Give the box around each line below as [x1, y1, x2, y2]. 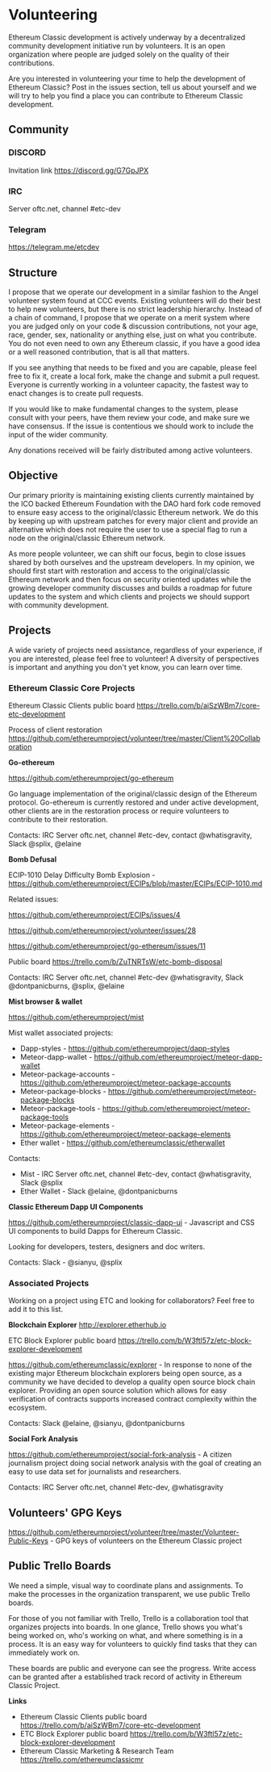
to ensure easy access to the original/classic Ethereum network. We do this [8, 507, 259, 517]
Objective [8, 469, 59, 483]
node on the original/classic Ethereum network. [8, 533, 166, 542]
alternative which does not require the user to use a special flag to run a [8, 524, 248, 534]
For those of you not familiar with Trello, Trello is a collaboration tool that [8, 1613, 249, 1623]
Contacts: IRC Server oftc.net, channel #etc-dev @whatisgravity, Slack [8, 972, 244, 982]
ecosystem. [8, 1402, 48, 1413]
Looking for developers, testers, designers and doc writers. [8, 1241, 206, 1252]
